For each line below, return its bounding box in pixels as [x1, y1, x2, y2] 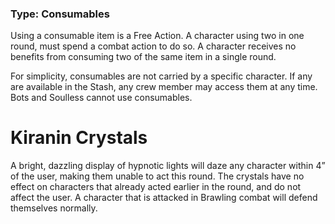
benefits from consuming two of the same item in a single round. [10, 51, 277, 63]
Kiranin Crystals [10, 127, 148, 149]
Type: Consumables [10, 7, 110, 21]
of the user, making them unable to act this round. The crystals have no [10, 170, 305, 182]
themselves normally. [10, 202, 98, 214]
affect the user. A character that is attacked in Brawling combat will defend [10, 192, 318, 204]
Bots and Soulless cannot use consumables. [10, 92, 193, 104]
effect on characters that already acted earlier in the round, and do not [10, 181, 302, 193]
